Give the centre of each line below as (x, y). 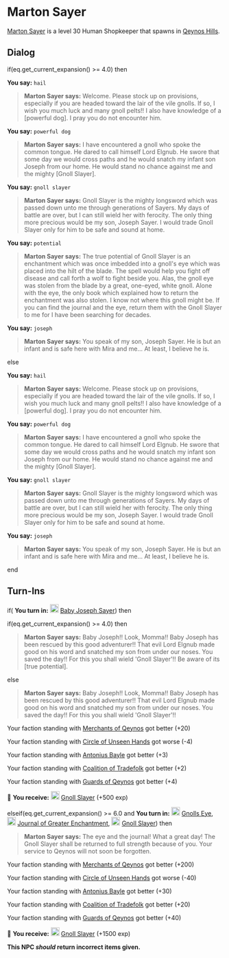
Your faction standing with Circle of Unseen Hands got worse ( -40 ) (102, 878)
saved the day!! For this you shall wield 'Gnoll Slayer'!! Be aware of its (122, 659)
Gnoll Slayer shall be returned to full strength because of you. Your (118, 844)
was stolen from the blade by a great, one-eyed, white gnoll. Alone (118, 285)
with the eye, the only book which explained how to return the (111, 292)
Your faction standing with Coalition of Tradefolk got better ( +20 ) (99, 904)
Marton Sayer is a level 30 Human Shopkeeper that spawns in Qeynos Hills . (114, 31)
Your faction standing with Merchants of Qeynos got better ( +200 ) (101, 864)
